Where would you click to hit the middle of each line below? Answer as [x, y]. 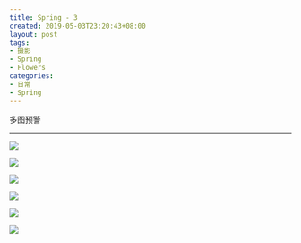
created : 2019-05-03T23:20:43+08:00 [77, 26]
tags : [19, 43]
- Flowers [28, 68]
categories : [31, 76]
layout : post [34, 34]
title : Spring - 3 [43, 17]
